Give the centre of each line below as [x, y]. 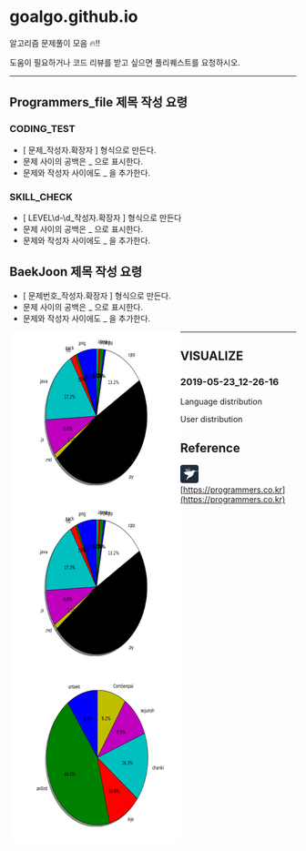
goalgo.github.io [74, 17]
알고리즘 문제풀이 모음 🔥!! [55, 43]
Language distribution [221, 401]
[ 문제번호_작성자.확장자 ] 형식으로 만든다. [97, 295]
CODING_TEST [42, 129]
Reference [210, 448]
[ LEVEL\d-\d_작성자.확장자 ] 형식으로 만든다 [102, 218]
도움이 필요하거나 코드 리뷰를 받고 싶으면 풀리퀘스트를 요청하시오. [125, 62]
